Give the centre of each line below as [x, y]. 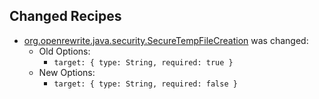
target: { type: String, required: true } [143, 62]
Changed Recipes [65, 16]
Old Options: [64, 51]
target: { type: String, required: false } [145, 84]
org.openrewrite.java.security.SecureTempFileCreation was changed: [166, 40]
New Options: [67, 72]
